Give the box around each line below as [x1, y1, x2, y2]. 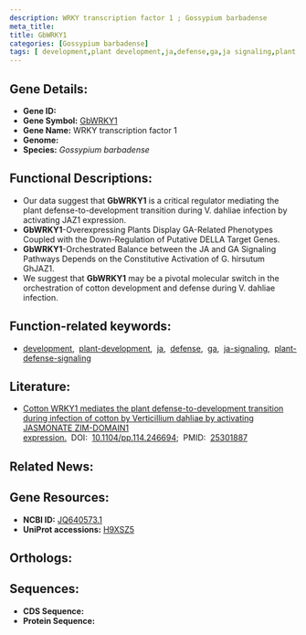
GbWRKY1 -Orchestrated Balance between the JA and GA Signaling [22, 243, 277, 254]
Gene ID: [22, 105, 57, 116]
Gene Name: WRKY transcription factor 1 [22, 124, 178, 135]
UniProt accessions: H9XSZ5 [22, 524, 135, 534]
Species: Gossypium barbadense [22, 143, 151, 155]
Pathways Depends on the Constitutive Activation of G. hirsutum [22, 253, 265, 264]
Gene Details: [9, 81, 89, 97]
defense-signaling [22, 353, 91, 364]
